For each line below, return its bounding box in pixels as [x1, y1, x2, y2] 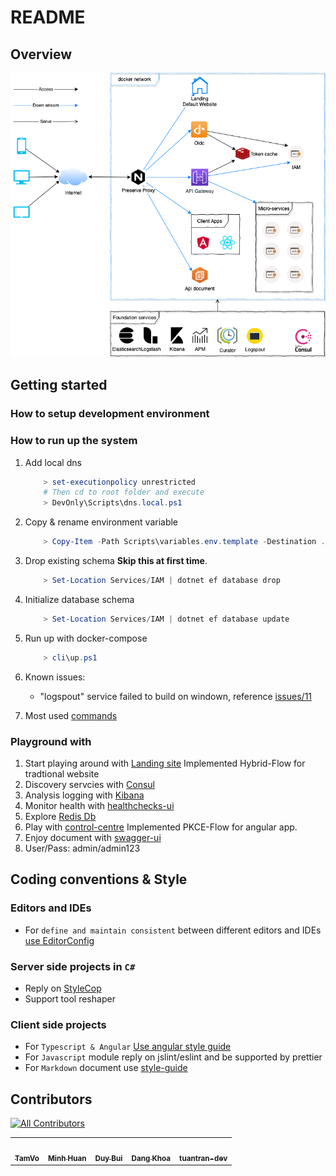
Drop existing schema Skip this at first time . [24, 555, 208, 566]
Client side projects [10, 1017, 107, 1031]
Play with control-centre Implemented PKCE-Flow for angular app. [24, 821, 298, 833]
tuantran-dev [179, 1153, 228, 1163]
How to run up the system [10, 434, 138, 448]
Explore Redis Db [24, 810, 97, 822]
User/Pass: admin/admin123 [24, 842, 141, 854]
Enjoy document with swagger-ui [24, 831, 162, 843]
